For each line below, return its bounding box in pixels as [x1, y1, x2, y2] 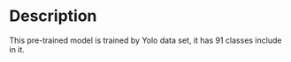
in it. [9, 44, 25, 54]
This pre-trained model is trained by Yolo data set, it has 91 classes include [9, 35, 282, 45]
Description [9, 6, 97, 26]
